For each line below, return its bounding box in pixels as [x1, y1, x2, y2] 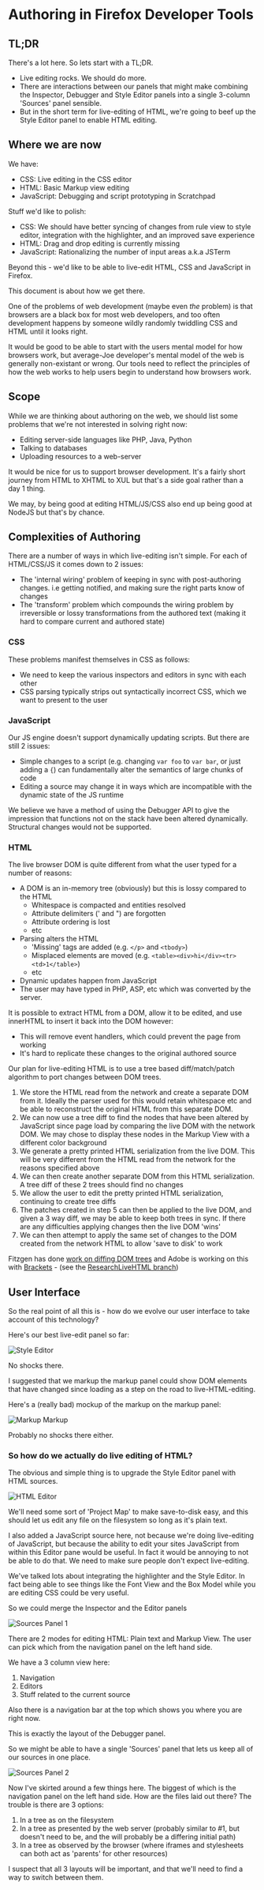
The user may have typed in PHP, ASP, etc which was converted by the [19, 984, 251, 994]
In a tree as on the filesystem [19, 1816, 114, 1825]
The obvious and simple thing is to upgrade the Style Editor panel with [8, 1468, 236, 1477]
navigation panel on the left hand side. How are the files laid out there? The [8, 1792, 252, 1801]
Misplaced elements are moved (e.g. [31, 951, 151, 960]
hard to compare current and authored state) [19, 617, 165, 626]
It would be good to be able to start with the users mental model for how [8, 341, 243, 351]
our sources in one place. [8, 1752, 91, 1762]
